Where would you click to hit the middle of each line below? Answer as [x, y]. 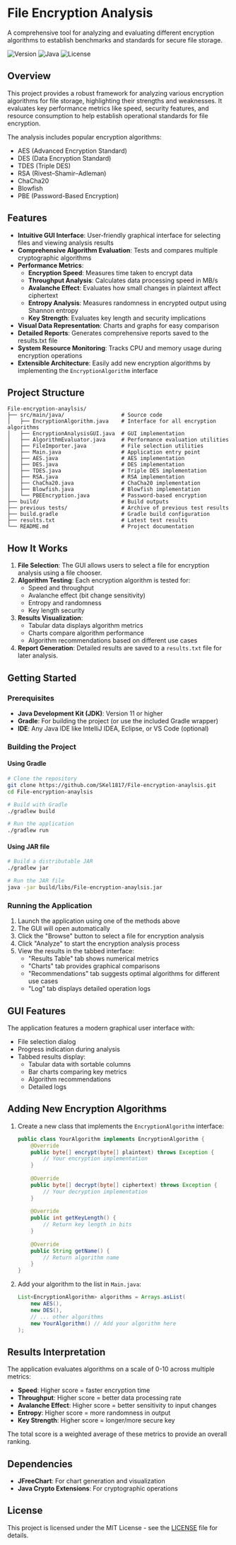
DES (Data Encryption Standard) [64, 158]
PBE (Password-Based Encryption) [68, 195]
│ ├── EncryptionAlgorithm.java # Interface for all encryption [112, 421]
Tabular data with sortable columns [79, 1064]
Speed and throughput [61, 588]
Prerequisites [31, 698]
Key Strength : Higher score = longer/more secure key [96, 1420]
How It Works [38, 548]
